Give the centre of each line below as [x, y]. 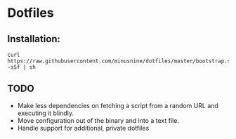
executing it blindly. [46, 113]
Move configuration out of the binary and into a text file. [98, 120]
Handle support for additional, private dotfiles [83, 128]
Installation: [34, 39]
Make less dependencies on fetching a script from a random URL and [118, 105]
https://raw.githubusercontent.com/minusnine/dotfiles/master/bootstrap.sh [120, 61]
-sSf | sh [22, 67]
